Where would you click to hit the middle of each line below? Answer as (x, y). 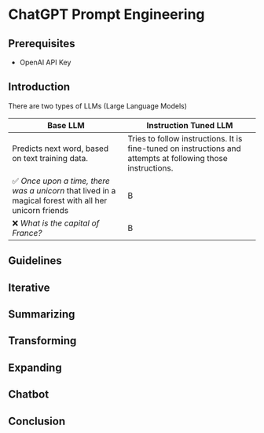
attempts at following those (178, 158)
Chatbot (29, 394)
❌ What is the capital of (56, 223)
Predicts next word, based (60, 149)
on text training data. (50, 158)
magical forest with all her (60, 200)
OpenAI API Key (45, 62)
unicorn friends (40, 210)
